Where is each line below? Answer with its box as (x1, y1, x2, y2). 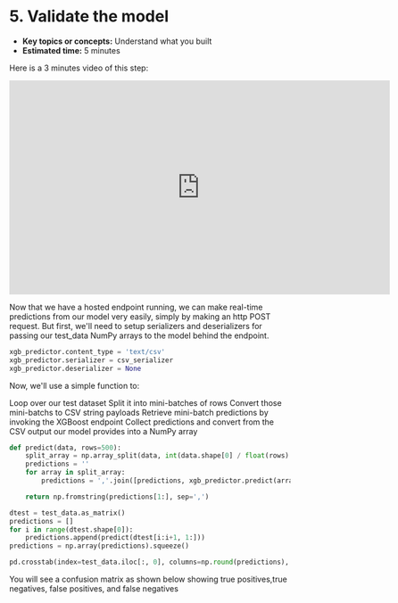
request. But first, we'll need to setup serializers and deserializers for (9, 320, 263, 331)
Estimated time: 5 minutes (21, 45, 120, 55)
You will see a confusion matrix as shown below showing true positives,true (9, 574, 287, 585)
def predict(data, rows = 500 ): (9, 443, 122, 452)
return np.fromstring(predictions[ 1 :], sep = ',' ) (25, 492, 210, 501)
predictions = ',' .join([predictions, (41, 476, 186, 485)
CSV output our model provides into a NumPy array (9, 425, 198, 436)
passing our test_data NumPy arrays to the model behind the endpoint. (9, 330, 269, 341)
